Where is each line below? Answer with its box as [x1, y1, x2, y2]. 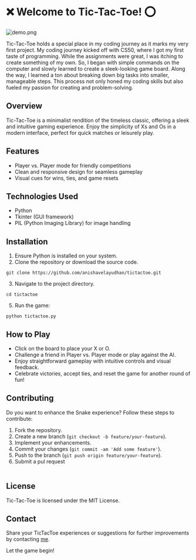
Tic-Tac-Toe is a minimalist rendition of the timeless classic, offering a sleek [6, 117, 190, 124]
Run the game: [14, 302, 50, 309]
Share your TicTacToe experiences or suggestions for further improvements [6, 529, 190, 536]
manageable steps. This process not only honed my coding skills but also [6, 78, 184, 85]
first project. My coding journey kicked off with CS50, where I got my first [6, 46, 184, 54]
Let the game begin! [6, 547, 55, 554]
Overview [6, 101, 43, 111]
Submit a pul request [14, 458, 65, 465]
